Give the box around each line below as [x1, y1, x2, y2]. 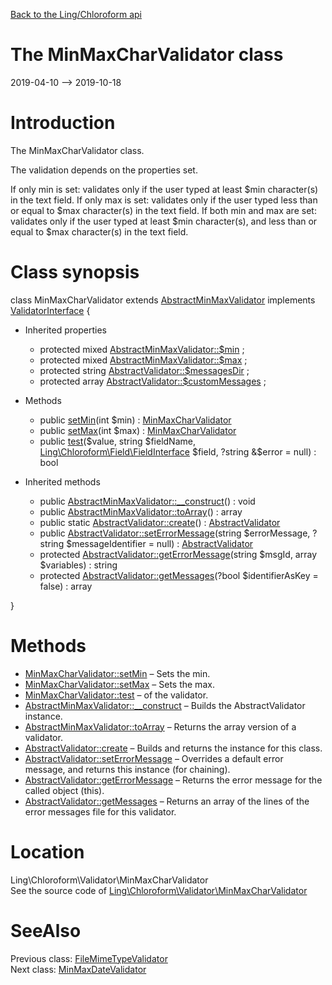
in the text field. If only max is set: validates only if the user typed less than [10, 194, 318, 206]
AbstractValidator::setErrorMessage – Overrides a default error [24, 752, 284, 764]
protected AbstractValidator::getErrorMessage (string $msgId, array [39, 548, 317, 560]
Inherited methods [24, 475, 101, 488]
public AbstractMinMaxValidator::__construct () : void [39, 495, 256, 507]
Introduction [10, 112, 116, 134]
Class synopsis [10, 261, 140, 284]
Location [10, 840, 85, 863]
